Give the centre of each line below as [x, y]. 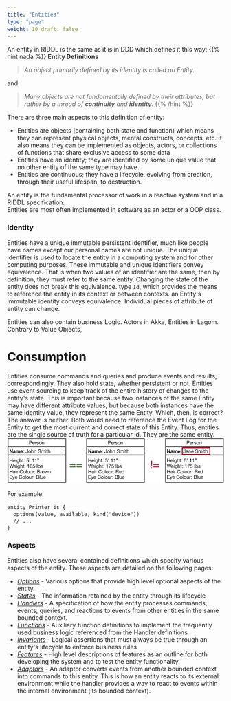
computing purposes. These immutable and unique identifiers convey [106, 264]
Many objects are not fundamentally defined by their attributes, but [119, 97]
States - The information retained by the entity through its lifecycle [111, 596]
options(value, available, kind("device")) [76, 515]
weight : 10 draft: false [43, 29]
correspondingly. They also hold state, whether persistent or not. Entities [110, 383]
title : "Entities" [33, 14]
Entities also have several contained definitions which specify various [106, 560]
